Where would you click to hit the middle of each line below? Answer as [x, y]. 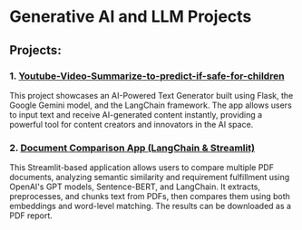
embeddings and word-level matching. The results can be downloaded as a [151, 206]
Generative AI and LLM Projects [131, 17]
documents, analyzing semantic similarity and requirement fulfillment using [150, 177]
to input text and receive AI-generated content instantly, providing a [136, 114]
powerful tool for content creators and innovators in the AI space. [132, 124]
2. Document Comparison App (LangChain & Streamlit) [132, 148]
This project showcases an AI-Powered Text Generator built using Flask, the [151, 95]
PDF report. [31, 216]
